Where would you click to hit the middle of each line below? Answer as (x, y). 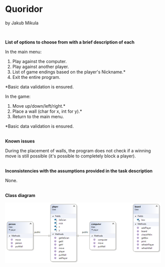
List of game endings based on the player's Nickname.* (69, 72)
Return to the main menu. (38, 116)
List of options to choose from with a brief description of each (70, 42)
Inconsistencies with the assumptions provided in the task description (79, 171)
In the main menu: (23, 52)
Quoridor (24, 9)
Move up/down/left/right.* (39, 106)
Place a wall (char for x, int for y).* (47, 111)
